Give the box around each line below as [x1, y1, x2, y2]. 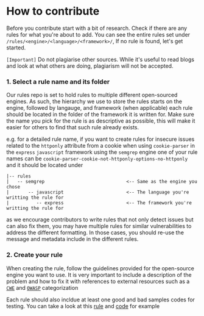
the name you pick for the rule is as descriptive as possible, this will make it [6, 117, 195, 124]
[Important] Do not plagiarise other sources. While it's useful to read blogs [6, 56, 195, 63]
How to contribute [6, 4, 100, 18]
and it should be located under [6, 162, 83, 169]
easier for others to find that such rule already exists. [6, 124, 139, 131]
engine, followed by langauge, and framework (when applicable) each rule [6, 104, 193, 112]
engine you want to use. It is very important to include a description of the [6, 271, 192, 278]
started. [6, 44, 26, 51]
